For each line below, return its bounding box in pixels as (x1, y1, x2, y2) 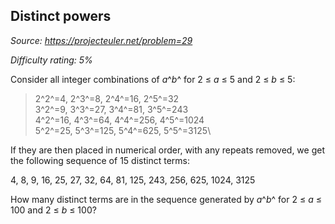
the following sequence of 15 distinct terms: (10, 154, 190, 166)
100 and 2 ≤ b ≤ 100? (10, 204, 97, 216)
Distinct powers (10, 8, 112, 25)
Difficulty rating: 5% (10, 54, 93, 66)
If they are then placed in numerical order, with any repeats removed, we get (10, 144, 325, 156)
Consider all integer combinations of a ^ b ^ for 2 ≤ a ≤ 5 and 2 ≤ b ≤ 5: (10, 73, 296, 85)
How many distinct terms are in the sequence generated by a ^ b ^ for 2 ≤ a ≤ (10, 193, 322, 205)
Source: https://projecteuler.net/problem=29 (10, 34, 193, 46)
